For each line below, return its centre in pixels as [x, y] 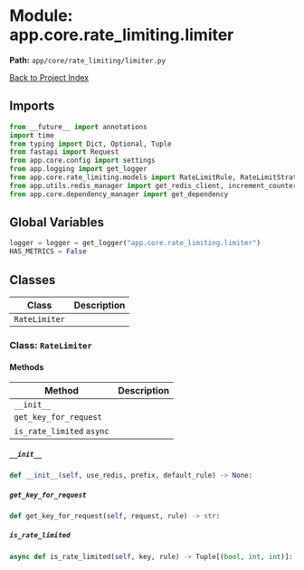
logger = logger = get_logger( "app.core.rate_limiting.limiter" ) [135, 243]
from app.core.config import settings [82, 161]
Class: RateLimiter [51, 345]
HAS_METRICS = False [48, 252]
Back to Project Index [49, 77]
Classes [33, 280]
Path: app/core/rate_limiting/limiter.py [87, 60]
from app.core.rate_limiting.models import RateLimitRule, [123, 177]
